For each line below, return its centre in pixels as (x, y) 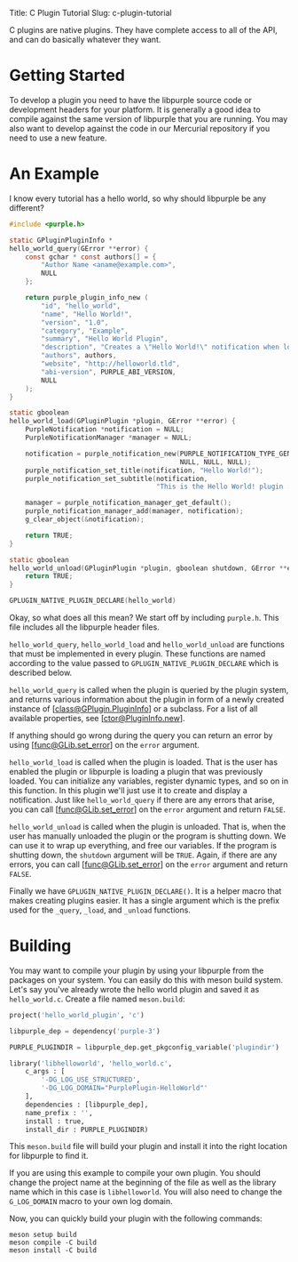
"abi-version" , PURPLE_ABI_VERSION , (109, 372)
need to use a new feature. (59, 138)
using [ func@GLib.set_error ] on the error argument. (104, 745)
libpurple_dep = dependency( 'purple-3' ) (85, 1031)
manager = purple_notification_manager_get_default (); (129, 503)
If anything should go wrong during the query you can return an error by (141, 735)
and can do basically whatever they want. (85, 40)
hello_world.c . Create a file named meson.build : (97, 999)
